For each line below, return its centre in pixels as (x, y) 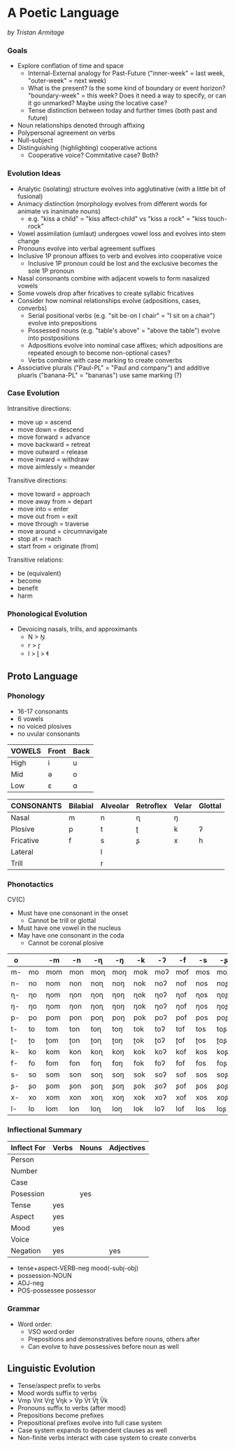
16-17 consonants (43, 711)
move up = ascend (44, 422)
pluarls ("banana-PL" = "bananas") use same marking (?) (99, 375)
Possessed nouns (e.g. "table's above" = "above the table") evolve (124, 330)
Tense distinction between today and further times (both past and (122, 111)
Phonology (26, 696)
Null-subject (35, 140)
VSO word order (51, 1331)
